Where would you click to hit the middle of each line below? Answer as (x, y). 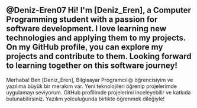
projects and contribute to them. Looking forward (99, 56)
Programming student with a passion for (82, 20)
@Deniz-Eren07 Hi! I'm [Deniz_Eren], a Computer (98, 10)
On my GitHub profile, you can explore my (85, 47)
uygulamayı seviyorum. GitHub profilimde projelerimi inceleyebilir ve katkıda (98, 92)
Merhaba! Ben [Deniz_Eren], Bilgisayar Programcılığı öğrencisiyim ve (90, 80)
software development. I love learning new (86, 29)
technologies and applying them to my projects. (96, 38)
